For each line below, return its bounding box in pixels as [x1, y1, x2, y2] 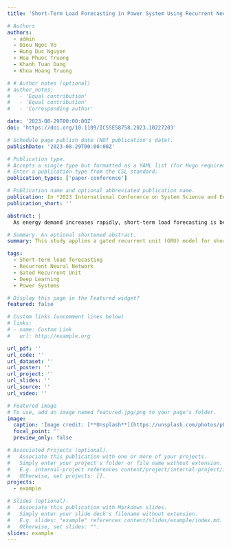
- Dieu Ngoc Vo [13, 42, 57, 49]
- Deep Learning [13, 276, 60, 282]
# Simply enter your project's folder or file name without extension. [7, 460, 223, 466]
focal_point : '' [13, 428, 60, 435]
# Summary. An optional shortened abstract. [7, 231, 137, 238]
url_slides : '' [7, 377, 51, 384]
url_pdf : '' [7, 345, 41, 352]
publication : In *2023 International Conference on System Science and [7, 194, 217, 200]
